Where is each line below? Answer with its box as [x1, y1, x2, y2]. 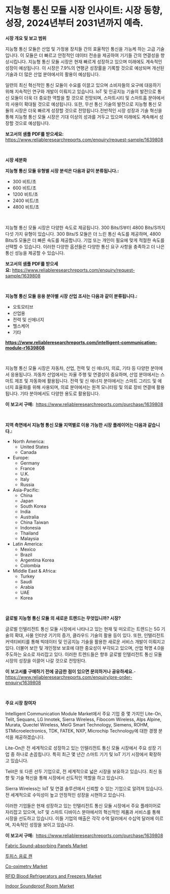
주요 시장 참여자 [5, 700, 37, 706]
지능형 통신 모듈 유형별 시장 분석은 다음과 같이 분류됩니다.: [5, 168, 119, 174]
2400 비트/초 [12, 197, 40, 204]
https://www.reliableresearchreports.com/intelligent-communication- [5, 339, 157, 345]
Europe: [12, 454, 29, 460]
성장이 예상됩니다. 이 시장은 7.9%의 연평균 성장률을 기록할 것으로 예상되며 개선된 [5, 64, 164, 71]
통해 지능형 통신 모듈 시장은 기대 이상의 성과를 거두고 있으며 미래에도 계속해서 [5, 114, 158, 120]
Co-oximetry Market [5, 863, 48, 869]
